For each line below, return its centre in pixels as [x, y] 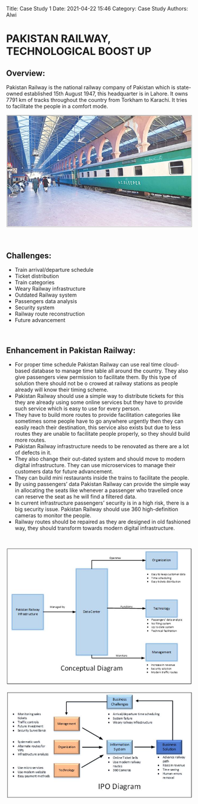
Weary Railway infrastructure [50, 289]
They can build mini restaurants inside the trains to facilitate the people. [102, 478]
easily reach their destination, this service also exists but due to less [98, 427]
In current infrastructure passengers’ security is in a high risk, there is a [102, 503]
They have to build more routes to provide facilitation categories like [98, 415]
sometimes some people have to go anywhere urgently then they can [99, 421]
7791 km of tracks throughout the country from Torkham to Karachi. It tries [97, 100]
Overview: [26, 73]
